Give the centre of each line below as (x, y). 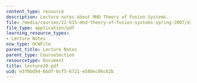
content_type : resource (35, 11)
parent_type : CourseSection (40, 55)
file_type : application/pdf (40, 28)
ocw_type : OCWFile (28, 44)
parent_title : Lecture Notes (42, 50)
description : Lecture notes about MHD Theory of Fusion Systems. (87, 17)
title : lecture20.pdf (33, 66)
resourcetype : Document (35, 60)
